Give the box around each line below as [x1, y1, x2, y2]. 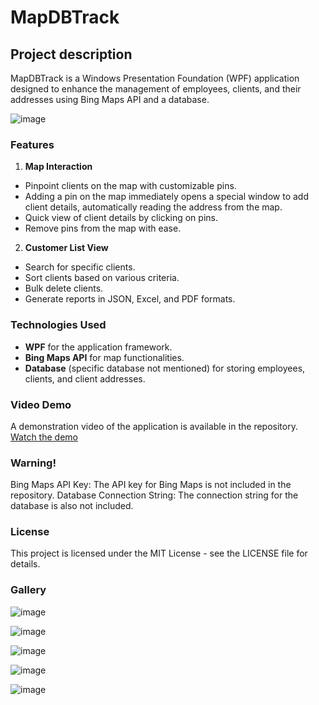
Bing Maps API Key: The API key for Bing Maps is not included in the [10, 479, 292, 491]
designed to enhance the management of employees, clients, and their [10, 83, 302, 95]
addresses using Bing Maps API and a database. [10, 94, 210, 105]
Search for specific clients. [24, 261, 136, 273]
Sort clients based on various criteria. [24, 272, 180, 284]
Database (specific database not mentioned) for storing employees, [24, 362, 306, 374]
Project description [10, 46, 133, 63]
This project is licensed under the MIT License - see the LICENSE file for [10, 547, 308, 560]
